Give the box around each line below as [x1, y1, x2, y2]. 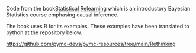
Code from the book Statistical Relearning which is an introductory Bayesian [6, 5, 191, 12]
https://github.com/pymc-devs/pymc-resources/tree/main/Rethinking [6, 41, 176, 47]
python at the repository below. [6, 29, 82, 36]
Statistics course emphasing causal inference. [6, 11, 119, 18]
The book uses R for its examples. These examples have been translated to [6, 23, 189, 29]
